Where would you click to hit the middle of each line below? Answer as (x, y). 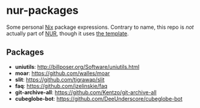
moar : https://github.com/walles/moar (62, 73)
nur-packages (42, 10)
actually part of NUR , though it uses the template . (67, 33)
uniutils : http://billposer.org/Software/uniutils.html (77, 67)
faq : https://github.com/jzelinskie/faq (61, 86)
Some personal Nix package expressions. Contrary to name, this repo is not (100, 27)
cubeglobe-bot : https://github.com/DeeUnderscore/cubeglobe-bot (98, 98)
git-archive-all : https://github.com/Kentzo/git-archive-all (86, 92)
